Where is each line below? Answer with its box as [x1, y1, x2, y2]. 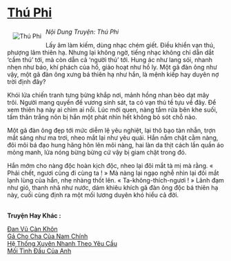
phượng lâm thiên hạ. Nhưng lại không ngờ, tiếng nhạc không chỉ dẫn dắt [7, 48, 214, 56]
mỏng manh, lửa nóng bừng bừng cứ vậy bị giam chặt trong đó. [7, 148, 187, 156]
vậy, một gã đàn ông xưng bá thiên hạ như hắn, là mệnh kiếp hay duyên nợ [7, 70, 219, 79]
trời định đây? [7, 77, 46, 85]
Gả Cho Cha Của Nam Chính [7, 232, 88, 240]
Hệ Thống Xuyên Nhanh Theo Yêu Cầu [7, 239, 117, 247]
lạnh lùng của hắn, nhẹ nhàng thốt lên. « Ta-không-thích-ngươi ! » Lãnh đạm [7, 176, 224, 184]
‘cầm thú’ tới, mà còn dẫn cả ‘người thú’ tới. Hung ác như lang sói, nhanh [7, 55, 212, 63]
